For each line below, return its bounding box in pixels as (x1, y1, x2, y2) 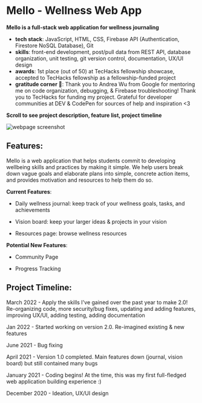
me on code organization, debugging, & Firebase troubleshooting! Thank (15, 87, 197, 94)
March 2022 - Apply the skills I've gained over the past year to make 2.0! (6, 298, 188, 306)
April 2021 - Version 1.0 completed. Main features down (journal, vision (6, 353, 183, 361)
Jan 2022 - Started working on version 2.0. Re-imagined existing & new (6, 323, 185, 330)
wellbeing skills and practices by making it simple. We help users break (6, 163, 183, 170)
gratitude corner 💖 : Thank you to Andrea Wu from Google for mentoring (15, 80, 195, 88)
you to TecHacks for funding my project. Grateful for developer (15, 93, 172, 101)
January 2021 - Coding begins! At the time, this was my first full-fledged (6, 371, 186, 379)
